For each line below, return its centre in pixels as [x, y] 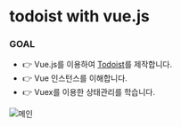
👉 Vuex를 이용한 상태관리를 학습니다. [89, 92]
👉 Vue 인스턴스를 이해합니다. [74, 78]
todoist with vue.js [79, 16]
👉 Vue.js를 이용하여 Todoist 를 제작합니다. [97, 65]
